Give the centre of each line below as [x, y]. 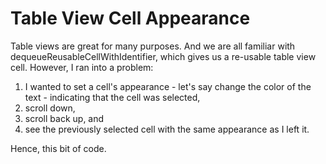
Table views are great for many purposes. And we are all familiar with [153, 46]
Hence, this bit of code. [58, 148]
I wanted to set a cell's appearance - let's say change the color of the [168, 86]
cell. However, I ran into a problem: [82, 67]
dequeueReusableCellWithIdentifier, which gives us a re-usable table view [163, 56]
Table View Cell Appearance [130, 18]
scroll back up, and [64, 118]
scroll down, [50, 108]
